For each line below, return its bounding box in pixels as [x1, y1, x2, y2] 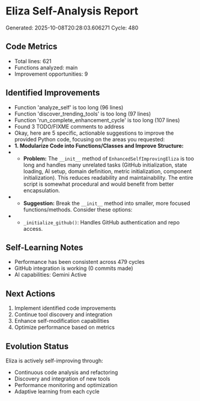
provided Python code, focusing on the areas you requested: [14, 135, 165, 142]
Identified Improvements [5, 88, 100, 98]
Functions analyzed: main [14, 64, 78, 71]
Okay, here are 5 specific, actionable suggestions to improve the [14, 129, 174, 136]
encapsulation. [23, 186, 61, 194]
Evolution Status [5, 341, 69, 351]
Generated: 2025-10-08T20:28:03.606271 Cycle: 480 [5, 24, 139, 31]
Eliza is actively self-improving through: [5, 357, 103, 364]
